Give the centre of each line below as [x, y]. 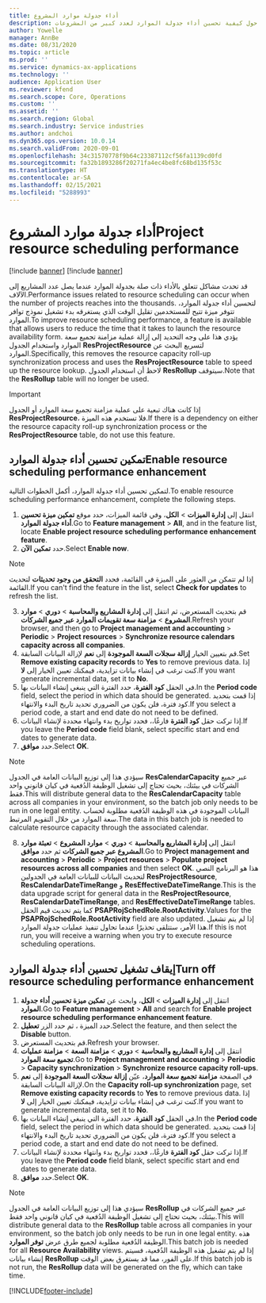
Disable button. [46, 1034]
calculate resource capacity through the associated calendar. [109, 828]
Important [25, 394]
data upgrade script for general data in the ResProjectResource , [126, 894]
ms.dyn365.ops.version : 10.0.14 [62, 141]
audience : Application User [55, 82]
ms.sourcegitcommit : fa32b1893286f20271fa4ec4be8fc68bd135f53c [116, 163]
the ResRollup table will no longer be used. [79, 378]
